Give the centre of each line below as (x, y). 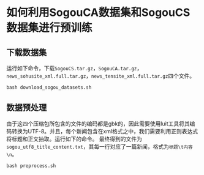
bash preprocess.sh (31, 166)
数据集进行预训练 (50, 28)
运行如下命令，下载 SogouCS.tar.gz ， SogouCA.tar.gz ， (74, 68)
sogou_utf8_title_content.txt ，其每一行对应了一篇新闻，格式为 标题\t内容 (100, 146)
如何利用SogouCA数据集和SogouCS (98, 13)
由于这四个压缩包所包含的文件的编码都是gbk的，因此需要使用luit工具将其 (98, 124)
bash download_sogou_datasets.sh (49, 87)
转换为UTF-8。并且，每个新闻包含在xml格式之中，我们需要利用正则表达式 (105, 131)
